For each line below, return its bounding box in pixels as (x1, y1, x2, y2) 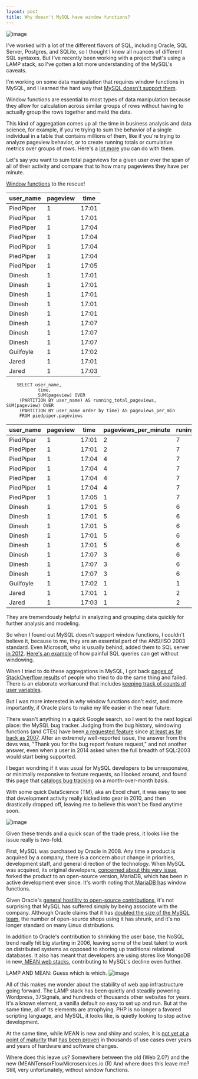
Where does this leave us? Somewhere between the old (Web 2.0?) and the (6, 1054, 190, 1061)
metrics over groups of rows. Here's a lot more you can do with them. (6, 145, 175, 152)
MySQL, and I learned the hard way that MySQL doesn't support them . (6, 84, 177, 91)
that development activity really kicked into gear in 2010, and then (6, 795, 166, 802)
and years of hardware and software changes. (6, 1042, 118, 1049)
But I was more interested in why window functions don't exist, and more (6, 697, 183, 704)
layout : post (6, 8, 38, 15)
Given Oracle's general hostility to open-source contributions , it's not (6, 896, 174, 903)
